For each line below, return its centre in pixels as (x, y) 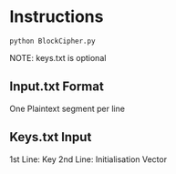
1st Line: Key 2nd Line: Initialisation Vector (88, 159)
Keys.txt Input (51, 137)
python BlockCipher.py (52, 41)
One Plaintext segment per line (67, 108)
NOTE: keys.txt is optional (58, 57)
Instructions (57, 17)
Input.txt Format (57, 87)
